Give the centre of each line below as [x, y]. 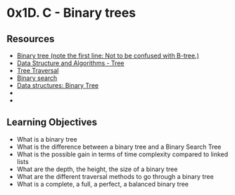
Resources [31, 39]
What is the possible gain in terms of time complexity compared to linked [122, 154]
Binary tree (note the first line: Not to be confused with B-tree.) [108, 55]
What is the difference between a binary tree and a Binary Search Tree [119, 147]
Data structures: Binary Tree [58, 85]
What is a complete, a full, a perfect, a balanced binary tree [103, 184]
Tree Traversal [38, 70]
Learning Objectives [52, 122]
